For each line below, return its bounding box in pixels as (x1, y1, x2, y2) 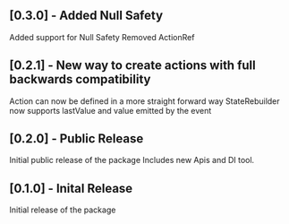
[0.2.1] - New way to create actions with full (9, 58, 257, 73)
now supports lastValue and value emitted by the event (9, 105, 212, 116)
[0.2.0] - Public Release (9, 131, 144, 147)
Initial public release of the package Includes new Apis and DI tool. (9, 155, 255, 166)
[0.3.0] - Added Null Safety (9, 8, 164, 23)
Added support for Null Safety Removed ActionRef (9, 31, 195, 42)
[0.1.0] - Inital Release (9, 180, 133, 196)
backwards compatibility (9, 72, 151, 87)
